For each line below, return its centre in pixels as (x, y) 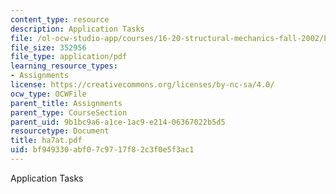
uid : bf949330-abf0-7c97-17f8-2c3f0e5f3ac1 (102, 150)
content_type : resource (60, 19)
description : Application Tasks (77, 29)
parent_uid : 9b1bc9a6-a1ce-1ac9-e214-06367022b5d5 (118, 122)
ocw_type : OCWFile (48, 94)
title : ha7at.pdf (46, 141)
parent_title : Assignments (66, 103)
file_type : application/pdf (69, 57)
